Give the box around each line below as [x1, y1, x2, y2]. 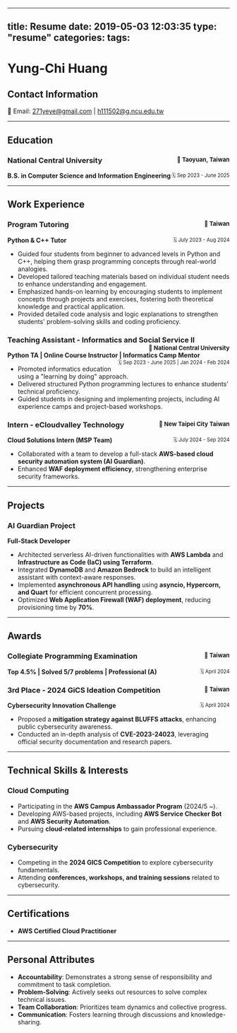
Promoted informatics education [17, 365, 111, 374]
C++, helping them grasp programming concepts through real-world [17, 257, 217, 265]
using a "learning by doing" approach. [17, 372, 128, 381]
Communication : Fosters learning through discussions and [17, 1010, 190, 1019]
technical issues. [17, 995, 67, 1003]
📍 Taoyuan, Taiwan [176, 155, 230, 163]
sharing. [17, 1017, 42, 1026]
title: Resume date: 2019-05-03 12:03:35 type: [7, 21, 217, 33]
